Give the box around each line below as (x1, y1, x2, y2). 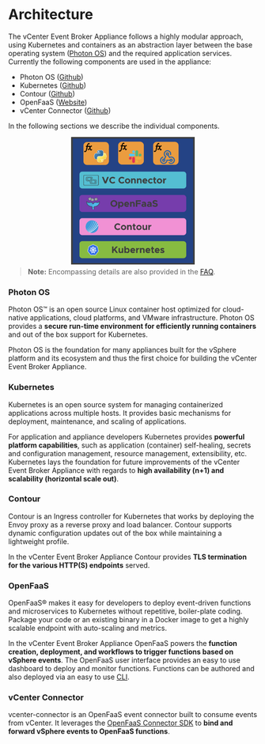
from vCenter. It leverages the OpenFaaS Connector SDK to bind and (8, 718, 233, 728)
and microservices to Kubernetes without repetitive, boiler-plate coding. (8, 606, 243, 616)
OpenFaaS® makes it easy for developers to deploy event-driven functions (8, 599, 252, 608)
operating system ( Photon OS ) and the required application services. (8, 48, 232, 58)
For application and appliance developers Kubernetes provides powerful (8, 432, 245, 441)
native (8, 313, 28, 323)
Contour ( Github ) (19, 89, 75, 98)
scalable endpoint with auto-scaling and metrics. (8, 623, 168, 633)
